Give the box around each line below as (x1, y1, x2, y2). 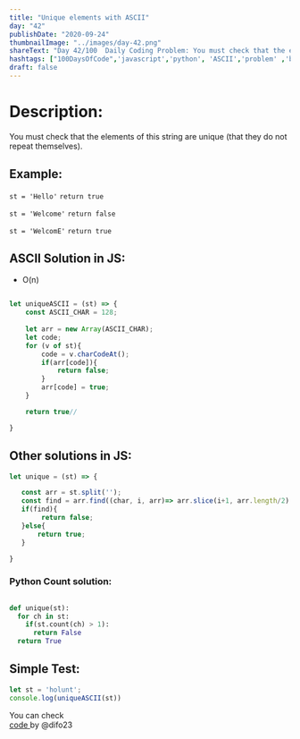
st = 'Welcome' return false (9, 209, 116, 218)
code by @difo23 (9, 719, 73, 730)
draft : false (9, 64, 58, 72)
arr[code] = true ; (41, 383, 110, 392)
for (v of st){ (25, 341, 82, 350)
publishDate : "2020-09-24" (9, 30, 110, 38)
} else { (21, 521, 46, 531)
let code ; (25, 333, 62, 342)
